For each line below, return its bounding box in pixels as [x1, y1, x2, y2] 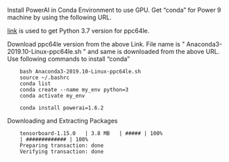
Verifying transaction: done [19, 148, 104, 155]
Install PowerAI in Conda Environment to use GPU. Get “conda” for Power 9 [7, 6, 221, 14]
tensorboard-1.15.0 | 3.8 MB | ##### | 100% [19, 130, 163, 137]
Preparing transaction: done [19, 142, 104, 149]
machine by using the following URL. [7, 13, 112, 21]
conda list [19, 80, 51, 87]
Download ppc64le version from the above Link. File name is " [7, 40, 185, 48]
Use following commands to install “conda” [7, 55, 130, 63]
